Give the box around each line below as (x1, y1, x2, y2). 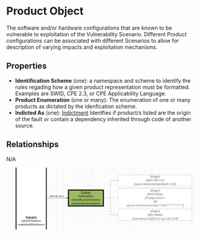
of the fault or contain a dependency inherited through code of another (14, 115, 192, 123)
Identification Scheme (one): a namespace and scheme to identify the (14, 77, 191, 84)
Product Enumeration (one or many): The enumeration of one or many (14, 96, 191, 103)
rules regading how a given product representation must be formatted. (14, 83, 191, 91)
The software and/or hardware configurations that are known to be (6, 24, 172, 31)
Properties (6, 61, 47, 71)
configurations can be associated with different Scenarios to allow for (6, 37, 179, 44)
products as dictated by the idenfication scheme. (14, 103, 137, 110)
